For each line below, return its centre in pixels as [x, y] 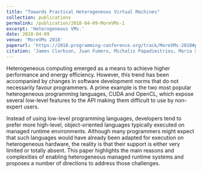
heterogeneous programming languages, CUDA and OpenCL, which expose [100, 93]
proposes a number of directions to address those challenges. [83, 163]
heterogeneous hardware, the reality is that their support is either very [93, 144]
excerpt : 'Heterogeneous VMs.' [45, 29]
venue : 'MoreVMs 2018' [35, 40]
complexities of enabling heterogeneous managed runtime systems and [95, 157]
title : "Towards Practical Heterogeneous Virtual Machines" [83, 12]
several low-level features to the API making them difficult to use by [90, 100]
